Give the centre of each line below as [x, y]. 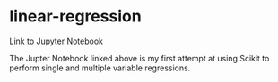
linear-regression [75, 16]
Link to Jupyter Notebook [56, 41]
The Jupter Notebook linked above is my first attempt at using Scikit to [139, 58]
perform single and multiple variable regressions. [100, 68]
